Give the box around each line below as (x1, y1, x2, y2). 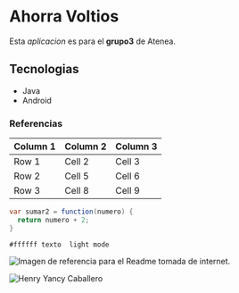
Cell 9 (115, 185, 140, 197)
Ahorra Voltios (9, 6, 119, 27)
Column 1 (13, 140, 56, 153)
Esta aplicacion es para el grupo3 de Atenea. (9, 36, 177, 46)
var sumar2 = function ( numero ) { (9, 207, 134, 216)
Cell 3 (115, 155, 140, 168)
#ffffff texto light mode (9, 239, 110, 249)
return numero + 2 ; (17, 215, 90, 224)
